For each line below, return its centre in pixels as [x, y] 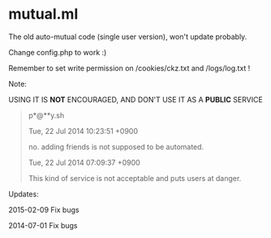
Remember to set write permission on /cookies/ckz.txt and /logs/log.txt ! [129, 68]
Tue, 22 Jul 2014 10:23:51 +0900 [83, 131]
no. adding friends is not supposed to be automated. [116, 146]
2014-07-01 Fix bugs [43, 225]
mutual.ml [43, 14]
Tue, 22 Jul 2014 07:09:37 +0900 [84, 162]
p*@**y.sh [46, 115]
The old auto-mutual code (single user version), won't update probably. [128, 37]
